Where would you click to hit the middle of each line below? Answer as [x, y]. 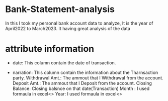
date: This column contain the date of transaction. [64, 63]
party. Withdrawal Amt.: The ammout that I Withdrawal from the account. [88, 78]
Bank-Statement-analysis [60, 9]
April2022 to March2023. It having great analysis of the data [68, 28]
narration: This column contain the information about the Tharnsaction [85, 72]
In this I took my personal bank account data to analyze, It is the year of [79, 23]
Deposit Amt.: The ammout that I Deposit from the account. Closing [82, 83]
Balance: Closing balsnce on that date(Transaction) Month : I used [81, 88]
